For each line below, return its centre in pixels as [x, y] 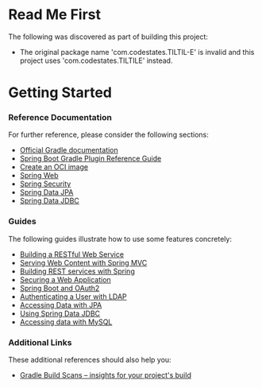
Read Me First [55, 15]
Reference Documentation [60, 118]
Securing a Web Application [65, 279]
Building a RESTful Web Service [72, 254]
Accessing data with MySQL [66, 322]
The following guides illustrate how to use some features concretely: [120, 239]
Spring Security [45, 184]
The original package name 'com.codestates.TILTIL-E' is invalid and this [137, 52]
